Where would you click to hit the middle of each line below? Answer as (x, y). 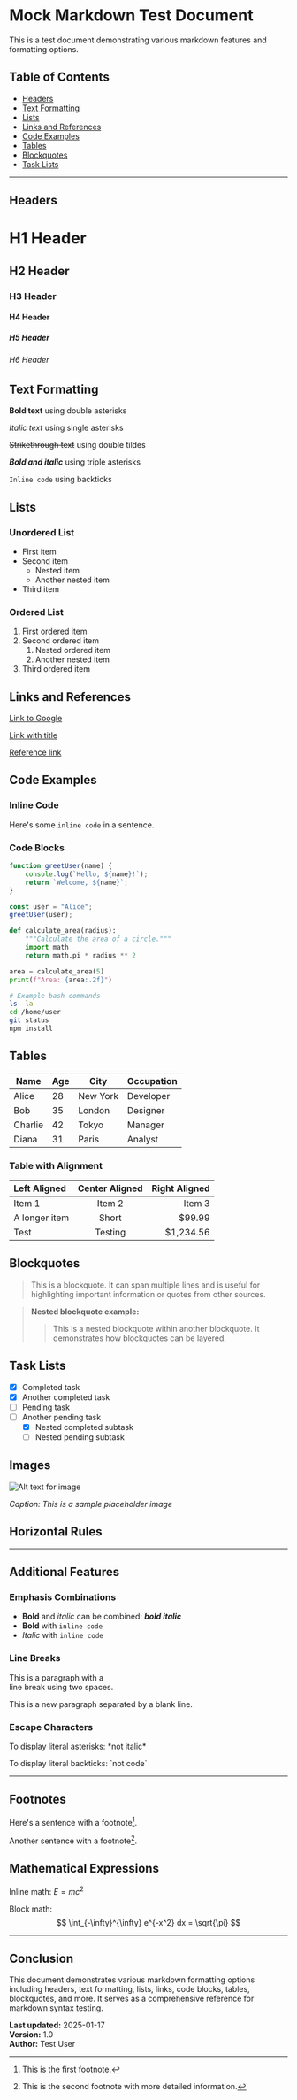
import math (47, 948)
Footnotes (38, 1800)
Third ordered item (56, 669)
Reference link (35, 752)
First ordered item (54, 631)
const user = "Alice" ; (51, 907)
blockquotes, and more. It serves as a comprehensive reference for (132, 1999)
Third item (41, 588)
